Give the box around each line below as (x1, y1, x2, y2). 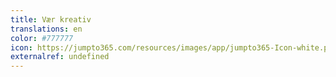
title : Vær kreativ (10, 14, 92, 25)
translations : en (10, 24, 83, 34)
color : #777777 (10, 33, 74, 43)
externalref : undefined (10, 52, 110, 62)
